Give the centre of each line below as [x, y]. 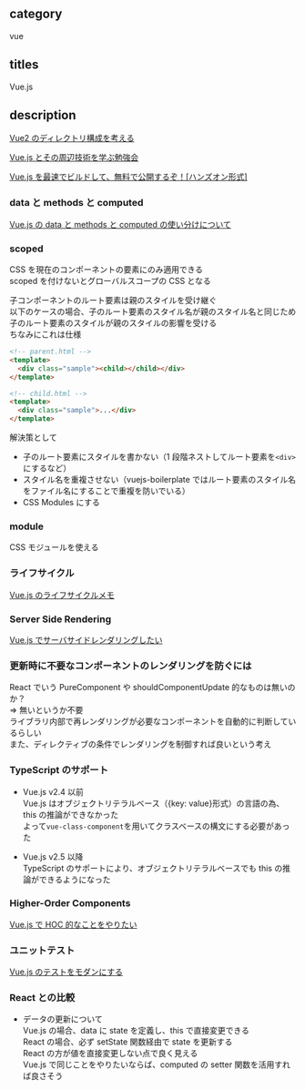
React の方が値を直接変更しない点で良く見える [110, 1054]
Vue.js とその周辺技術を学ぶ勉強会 [74, 158]
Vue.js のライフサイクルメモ [62, 595]
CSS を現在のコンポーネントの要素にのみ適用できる [106, 270]
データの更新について [62, 1019]
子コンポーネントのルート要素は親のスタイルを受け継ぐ [113, 301]
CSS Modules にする [61, 503]
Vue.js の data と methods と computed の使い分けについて [121, 224]
